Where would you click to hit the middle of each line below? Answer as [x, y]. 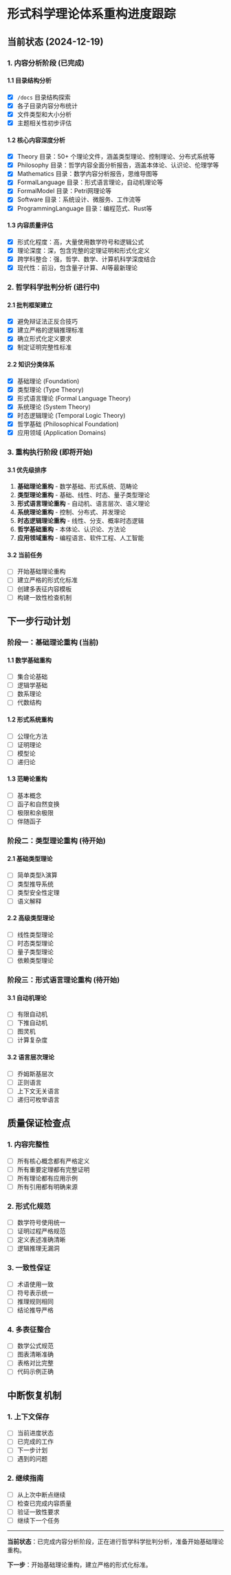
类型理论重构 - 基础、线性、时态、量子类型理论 [84, 495]
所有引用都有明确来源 [47, 1187]
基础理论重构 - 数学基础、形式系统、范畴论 [78, 487]
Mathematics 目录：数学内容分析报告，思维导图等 [87, 174]
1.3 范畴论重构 [27, 779]
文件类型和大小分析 [44, 114]
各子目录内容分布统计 [47, 105]
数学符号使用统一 [41, 1222]
